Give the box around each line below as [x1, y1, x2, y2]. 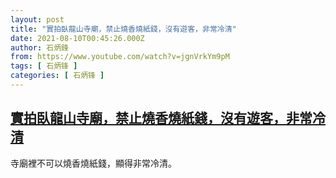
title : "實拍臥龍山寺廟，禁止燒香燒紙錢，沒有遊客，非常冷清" [10, 24, 237, 34]
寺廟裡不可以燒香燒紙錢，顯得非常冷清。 [10, 157, 177, 169]
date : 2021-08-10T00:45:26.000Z [10, 33, 145, 43]
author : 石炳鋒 [10, 42, 69, 53]
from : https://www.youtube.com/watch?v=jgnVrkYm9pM [10, 52, 230, 62]
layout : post [10, 14, 65, 25]
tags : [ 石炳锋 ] [10, 61, 78, 71]
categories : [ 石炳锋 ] [10, 71, 105, 81]
